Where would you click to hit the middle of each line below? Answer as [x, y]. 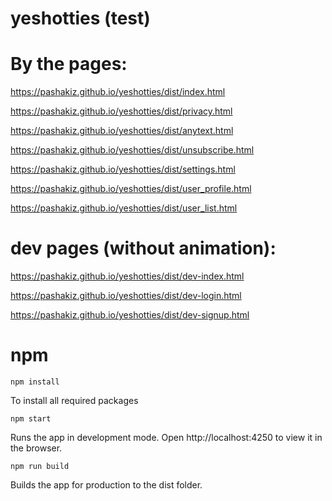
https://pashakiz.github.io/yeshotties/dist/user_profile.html [131, 189]
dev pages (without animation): [143, 248]
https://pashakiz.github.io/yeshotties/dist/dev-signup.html [130, 315]
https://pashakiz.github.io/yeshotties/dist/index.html [118, 92]
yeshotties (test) [80, 18]
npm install [35, 382]
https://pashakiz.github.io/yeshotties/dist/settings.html [123, 169]
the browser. [36, 448]
